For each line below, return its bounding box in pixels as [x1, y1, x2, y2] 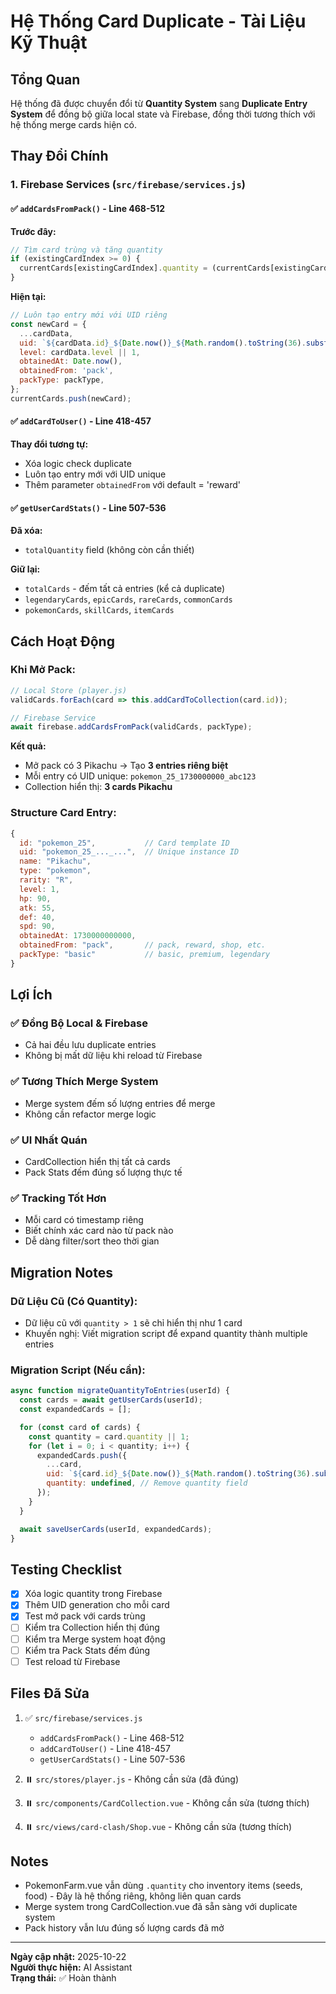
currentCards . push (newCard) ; [10, 393, 132, 404]
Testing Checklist [10, 1561, 122, 1578]
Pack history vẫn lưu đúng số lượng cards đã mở [24, 1922, 225, 1934]
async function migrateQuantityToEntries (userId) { [10, 1386, 230, 1396]
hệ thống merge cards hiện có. [10, 119, 137, 130]
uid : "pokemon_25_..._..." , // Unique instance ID [19, 847, 240, 857]
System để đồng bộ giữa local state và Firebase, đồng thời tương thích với [10, 108, 316, 120]
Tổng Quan [10, 71, 81, 88]
